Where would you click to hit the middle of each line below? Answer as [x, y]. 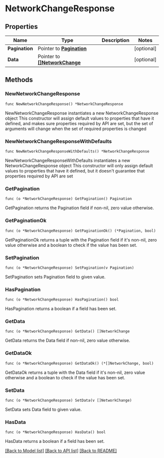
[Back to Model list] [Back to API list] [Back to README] [61, 451]
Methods [19, 80]
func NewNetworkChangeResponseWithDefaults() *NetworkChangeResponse [77, 151]
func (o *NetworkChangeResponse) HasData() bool [55, 432]
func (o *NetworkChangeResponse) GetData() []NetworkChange [68, 331]
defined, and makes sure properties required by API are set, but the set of [79, 123]
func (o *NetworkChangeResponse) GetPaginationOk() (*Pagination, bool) [81, 231]
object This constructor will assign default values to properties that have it [80, 118]
